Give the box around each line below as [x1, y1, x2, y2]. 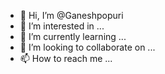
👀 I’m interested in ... [19, 20, 105, 32]
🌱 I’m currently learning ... [19, 31, 127, 42]
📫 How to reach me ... [19, 53, 113, 64]
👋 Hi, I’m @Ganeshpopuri [19, 10, 124, 21]
